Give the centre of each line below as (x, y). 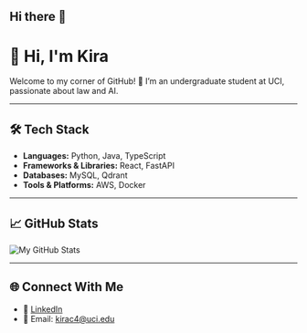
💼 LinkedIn (42, 309)
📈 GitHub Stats (54, 223)
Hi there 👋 (38, 17)
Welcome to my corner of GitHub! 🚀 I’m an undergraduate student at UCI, (147, 81)
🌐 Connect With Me (67, 287)
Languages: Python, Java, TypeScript (94, 156)
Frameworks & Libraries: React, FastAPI (99, 166)
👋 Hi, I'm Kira (59, 56)
